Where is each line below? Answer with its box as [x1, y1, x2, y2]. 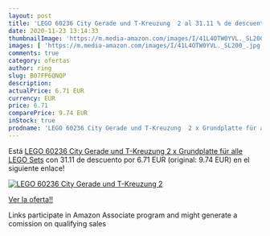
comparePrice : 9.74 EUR [8, 110, 88, 118]
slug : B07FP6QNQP [8, 72, 67, 80]
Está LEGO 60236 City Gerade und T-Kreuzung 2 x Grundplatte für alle [8, 146, 243, 155]
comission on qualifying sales [8, 218, 107, 228]
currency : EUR [8, 94, 56, 102]
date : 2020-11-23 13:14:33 [8, 27, 99, 35]
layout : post [8, 11, 52, 20]
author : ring [8, 64, 52, 72]
